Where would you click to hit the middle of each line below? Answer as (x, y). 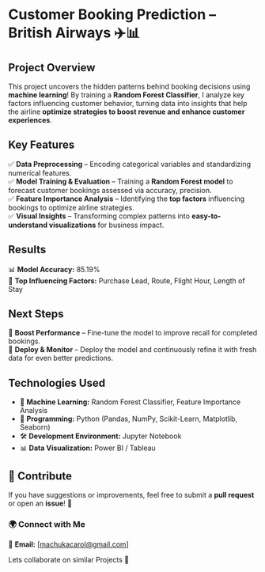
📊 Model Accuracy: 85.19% (54, 269)
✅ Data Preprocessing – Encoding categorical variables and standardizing (130, 164)
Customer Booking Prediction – (112, 15)
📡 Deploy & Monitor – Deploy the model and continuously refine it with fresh (132, 350)
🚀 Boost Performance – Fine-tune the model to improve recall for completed (133, 333)
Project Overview (52, 68)
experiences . (30, 120)
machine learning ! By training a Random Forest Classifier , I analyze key (127, 95)
